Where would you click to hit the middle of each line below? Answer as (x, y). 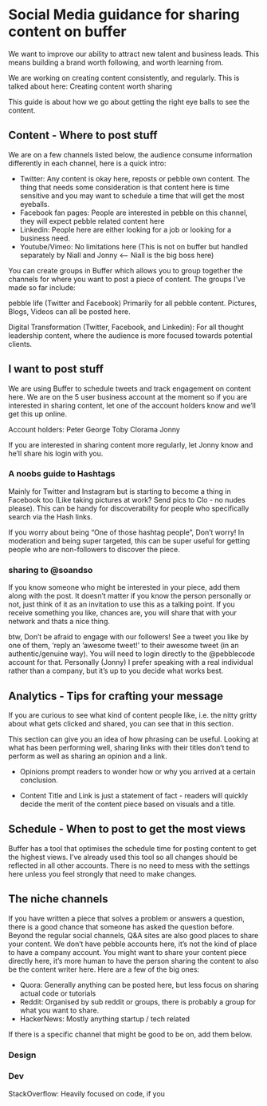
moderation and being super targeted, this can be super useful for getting (129, 540)
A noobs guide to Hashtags (62, 474)
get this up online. (38, 414)
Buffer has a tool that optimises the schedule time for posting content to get (132, 848)
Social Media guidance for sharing (124, 15)
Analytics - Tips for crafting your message (116, 696)
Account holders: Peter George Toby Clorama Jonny (94, 429)
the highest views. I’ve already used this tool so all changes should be (123, 857)
